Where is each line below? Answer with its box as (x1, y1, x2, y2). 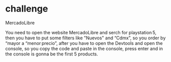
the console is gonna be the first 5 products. (5, 51, 98, 57)
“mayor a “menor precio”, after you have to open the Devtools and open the (5, 40, 163, 46)
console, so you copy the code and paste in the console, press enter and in (5, 45, 163, 51)
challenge (5, 3, 48, 15)
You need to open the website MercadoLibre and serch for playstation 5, (5, 29, 157, 35)
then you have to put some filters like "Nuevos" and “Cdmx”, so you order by (5, 35, 166, 41)
